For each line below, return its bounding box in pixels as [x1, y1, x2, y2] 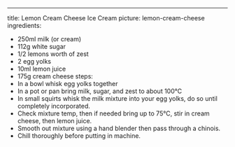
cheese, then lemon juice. [17, 117, 92, 125]
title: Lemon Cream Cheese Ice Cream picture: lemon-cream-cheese [7, 14, 205, 22]
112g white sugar [17, 43, 66, 50]
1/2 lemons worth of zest [17, 50, 89, 58]
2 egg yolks [17, 57, 51, 65]
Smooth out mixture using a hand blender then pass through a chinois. [17, 124, 221, 132]
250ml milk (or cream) [17, 35, 82, 43]
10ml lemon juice [17, 64, 66, 73]
